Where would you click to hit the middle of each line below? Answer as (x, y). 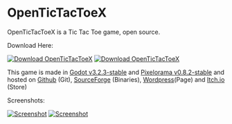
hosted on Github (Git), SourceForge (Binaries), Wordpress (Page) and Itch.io (116, 79)
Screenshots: (26, 100)
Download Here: (30, 45)
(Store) (17, 87)
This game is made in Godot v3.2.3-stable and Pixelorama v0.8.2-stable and (116, 72)
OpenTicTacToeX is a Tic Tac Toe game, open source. (84, 32)
